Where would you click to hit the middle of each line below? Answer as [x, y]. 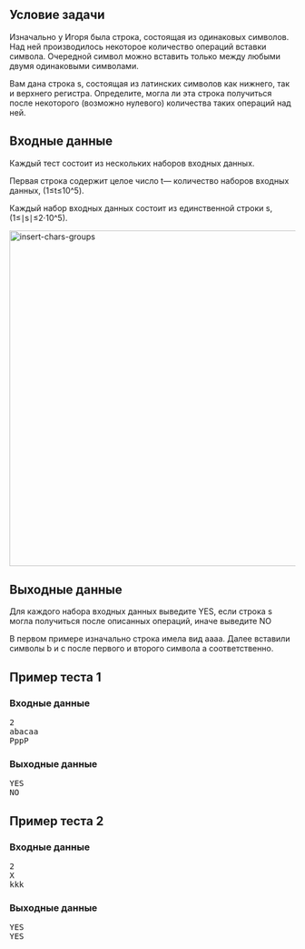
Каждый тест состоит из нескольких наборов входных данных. [132, 163]
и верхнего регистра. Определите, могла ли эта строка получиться [141, 93]
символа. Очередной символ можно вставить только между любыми [145, 56]
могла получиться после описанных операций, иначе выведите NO [141, 621]
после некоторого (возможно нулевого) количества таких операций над [151, 103]
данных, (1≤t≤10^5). [47, 190]
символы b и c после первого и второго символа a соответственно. [142, 649]
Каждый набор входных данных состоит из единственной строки [137, 207]
